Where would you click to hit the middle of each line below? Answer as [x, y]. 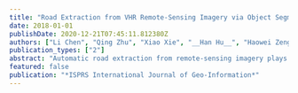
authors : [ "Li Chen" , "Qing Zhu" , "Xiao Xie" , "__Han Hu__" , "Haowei [141, 42]
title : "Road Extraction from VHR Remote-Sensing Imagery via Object [141, 17]
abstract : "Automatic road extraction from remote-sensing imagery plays [149, 58]
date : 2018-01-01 [41, 26]
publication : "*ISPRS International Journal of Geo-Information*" [134, 75]
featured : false [39, 67]
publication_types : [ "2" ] [57, 50]
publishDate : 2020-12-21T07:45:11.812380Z [89, 34]
